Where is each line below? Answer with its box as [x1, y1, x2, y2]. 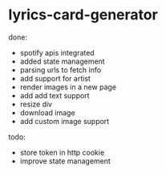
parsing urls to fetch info [19, 64, 102, 74]
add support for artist [19, 73, 91, 83]
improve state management [19, 155, 111, 166]
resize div [19, 99, 53, 109]
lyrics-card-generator [8, 6, 158, 24]
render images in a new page [19, 82, 117, 92]
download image [19, 107, 75, 118]
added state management [19, 56, 106, 66]
